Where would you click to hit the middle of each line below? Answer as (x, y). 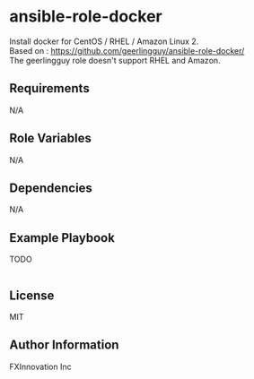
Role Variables (50, 138)
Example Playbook (62, 238)
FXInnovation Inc (40, 366)
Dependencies (51, 188)
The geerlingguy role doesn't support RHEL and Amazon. (115, 60)
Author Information (64, 345)
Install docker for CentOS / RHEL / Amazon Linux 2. (104, 41)
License (32, 295)
